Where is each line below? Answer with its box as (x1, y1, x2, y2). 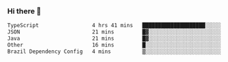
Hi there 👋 (7, 6, 42, 16)
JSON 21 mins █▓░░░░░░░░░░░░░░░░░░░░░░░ (7, 29, 221, 36)
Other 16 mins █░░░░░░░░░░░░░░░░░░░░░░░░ (7, 41, 221, 48)
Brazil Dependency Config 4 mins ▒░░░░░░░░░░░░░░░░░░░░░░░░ (7, 48, 221, 55)
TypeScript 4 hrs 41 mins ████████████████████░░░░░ (7, 22, 221, 29)
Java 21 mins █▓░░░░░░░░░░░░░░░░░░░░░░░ (7, 35, 221, 42)
